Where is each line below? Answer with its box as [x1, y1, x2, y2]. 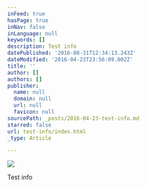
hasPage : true [7, 17, 49, 24]
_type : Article [7, 134, 52, 141]
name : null [13, 89, 46, 96]
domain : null [13, 96, 52, 103]
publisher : [7, 82, 39, 89]
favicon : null [13, 108, 55, 115]
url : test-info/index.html [7, 128, 86, 135]
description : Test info [7, 43, 77, 50]
